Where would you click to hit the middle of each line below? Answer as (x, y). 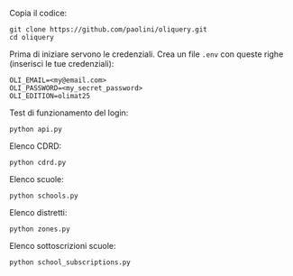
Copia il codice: (38, 13)
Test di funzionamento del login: (69, 113)
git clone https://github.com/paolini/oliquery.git (108, 30)
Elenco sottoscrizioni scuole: (63, 246)
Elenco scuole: (37, 179)
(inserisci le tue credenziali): (62, 64)
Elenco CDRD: (36, 146)
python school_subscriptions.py (70, 262)
